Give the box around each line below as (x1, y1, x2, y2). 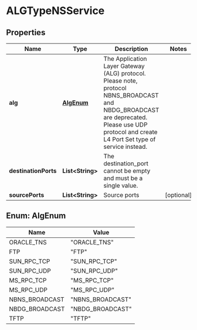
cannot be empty (103, 167, 151, 175)
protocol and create (103, 128, 158, 136)
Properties (6, 28, 46, 38)
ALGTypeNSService (6, 4, 105, 18)
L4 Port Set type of (103, 135, 156, 143)
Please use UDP (103, 121, 148, 128)
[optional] (165, 191, 192, 199)
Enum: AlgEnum (6, 211, 66, 221)
